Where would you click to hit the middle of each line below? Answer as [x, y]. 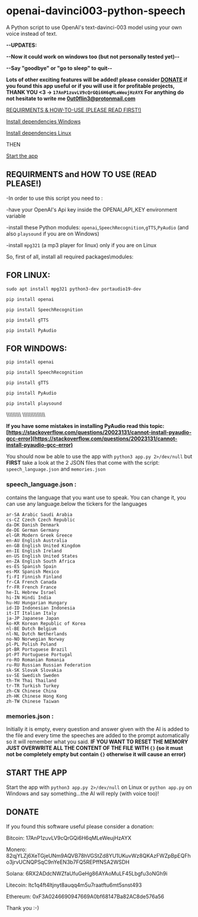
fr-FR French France [32, 587]
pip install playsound [34, 404]
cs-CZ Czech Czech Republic [41, 520]
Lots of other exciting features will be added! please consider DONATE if [97, 79]
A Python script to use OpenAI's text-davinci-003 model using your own [94, 27]
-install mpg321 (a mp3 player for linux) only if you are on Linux [81, 245]
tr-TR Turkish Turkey [33, 686]
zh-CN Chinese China [32, 691]
